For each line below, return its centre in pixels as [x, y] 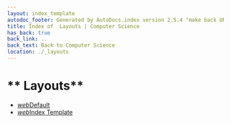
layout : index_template [41, 13]
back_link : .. [27, 39]
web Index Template [45, 112]
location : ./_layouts [38, 52]
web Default [33, 104]
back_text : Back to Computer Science [61, 45]
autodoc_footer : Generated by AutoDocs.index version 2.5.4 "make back [112, 20]
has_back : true [29, 33]
